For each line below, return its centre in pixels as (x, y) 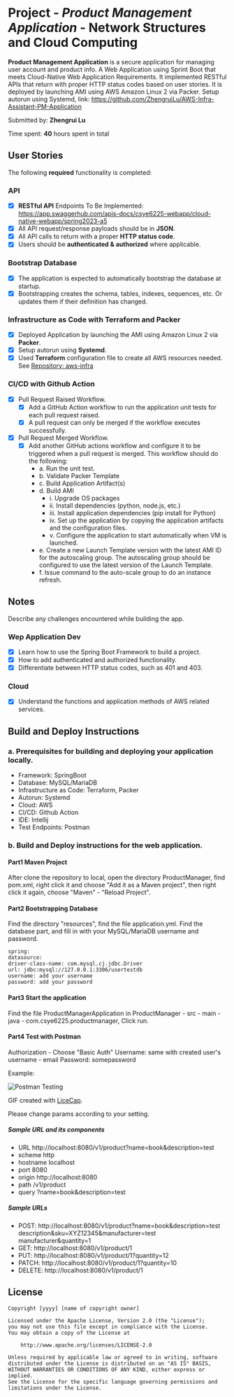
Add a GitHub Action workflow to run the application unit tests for (123, 407)
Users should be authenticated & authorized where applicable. (109, 244)
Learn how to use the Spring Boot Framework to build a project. (109, 652)
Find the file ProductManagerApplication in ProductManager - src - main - (114, 1013)
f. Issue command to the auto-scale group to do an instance (125, 572)
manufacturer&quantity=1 (54, 1240)
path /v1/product (42, 1184)
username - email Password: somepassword (72, 1059)
